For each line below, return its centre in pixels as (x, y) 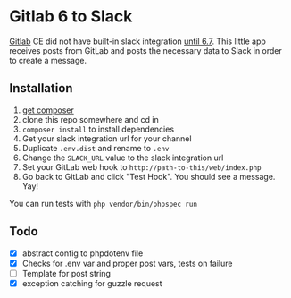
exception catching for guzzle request (92, 283)
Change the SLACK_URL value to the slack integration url (123, 158)
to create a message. (48, 60)
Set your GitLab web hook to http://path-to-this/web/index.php (141, 166)
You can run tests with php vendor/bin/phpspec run (104, 203)
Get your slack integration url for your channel (107, 138)
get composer (48, 110)
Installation (41, 88)
